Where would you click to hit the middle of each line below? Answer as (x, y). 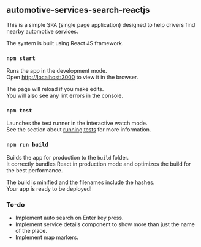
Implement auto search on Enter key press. (69, 218)
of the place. (31, 231)
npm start (21, 58)
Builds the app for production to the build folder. (68, 157)
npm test (19, 111)
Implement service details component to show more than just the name (105, 224)
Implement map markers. (47, 237)
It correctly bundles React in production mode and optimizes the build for (99, 164)
